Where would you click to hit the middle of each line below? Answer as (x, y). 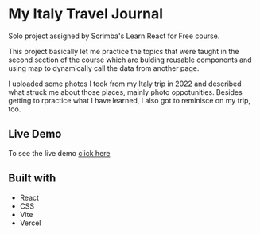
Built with (32, 179)
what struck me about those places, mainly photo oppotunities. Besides (125, 92)
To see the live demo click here (59, 153)
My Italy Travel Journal (86, 14)
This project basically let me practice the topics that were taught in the (124, 51)
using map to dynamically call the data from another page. (104, 68)
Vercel (30, 223)
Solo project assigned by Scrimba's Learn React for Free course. (114, 36)
